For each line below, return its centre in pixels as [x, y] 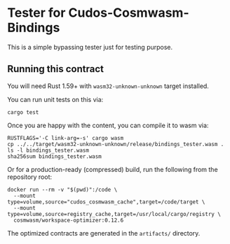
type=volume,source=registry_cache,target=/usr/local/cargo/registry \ [114, 214]
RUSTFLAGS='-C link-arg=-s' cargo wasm [66, 138]
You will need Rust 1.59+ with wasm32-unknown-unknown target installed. [108, 86]
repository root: [30, 177]
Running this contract [55, 69]
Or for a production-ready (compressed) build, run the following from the [113, 169]
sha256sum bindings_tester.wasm [54, 156]
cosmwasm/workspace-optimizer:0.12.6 [69, 220]
